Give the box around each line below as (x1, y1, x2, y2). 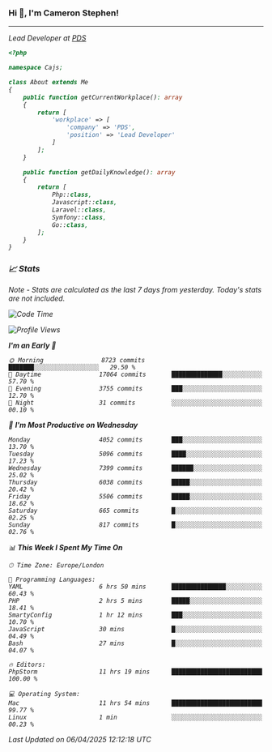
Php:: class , (51, 190, 92, 199)
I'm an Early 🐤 (8, 340, 57, 350)
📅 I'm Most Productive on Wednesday (8, 420, 138, 429)
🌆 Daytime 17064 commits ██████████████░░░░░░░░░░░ (8, 370, 263, 378)
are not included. (8, 293, 66, 303)
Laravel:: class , (51, 206, 107, 214)
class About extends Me (8, 79, 89, 87)
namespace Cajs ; (8, 64, 63, 72)
